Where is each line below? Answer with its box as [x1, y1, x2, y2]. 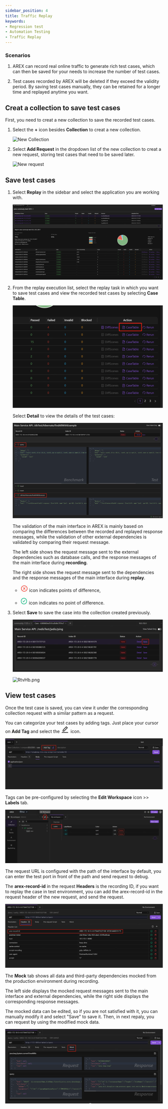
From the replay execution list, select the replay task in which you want [12, 285, 158, 291]
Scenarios [5, 52, 31, 59]
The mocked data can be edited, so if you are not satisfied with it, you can [5, 1008, 158, 1014]
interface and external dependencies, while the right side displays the [5, 993, 149, 999]
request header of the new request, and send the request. [5, 894, 124, 900]
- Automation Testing [5, 29, 50, 35]
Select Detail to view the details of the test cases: [12, 413, 115, 419]
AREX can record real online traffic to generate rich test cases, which [12, 63, 155, 69]
